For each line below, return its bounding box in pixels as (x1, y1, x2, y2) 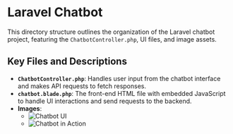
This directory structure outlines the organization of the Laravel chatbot (7, 28, 215, 36)
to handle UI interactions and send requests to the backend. (17, 97, 192, 105)
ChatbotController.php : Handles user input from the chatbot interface (17, 74, 221, 83)
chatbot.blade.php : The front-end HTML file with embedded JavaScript (17, 89, 226, 97)
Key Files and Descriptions (7, 56, 127, 68)
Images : (17, 104, 42, 113)
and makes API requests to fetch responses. (17, 82, 147, 90)
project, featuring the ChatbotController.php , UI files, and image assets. (7, 35, 217, 43)
